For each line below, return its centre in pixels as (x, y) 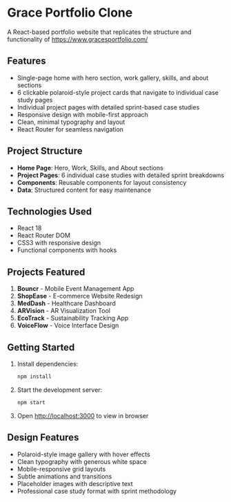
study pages (35, 100)
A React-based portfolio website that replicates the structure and (99, 32)
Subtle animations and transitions (64, 476)
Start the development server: (60, 390)
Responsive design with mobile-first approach (82, 114)
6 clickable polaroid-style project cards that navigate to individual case (118, 92)
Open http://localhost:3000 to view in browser (83, 415)
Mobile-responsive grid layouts (61, 469)
